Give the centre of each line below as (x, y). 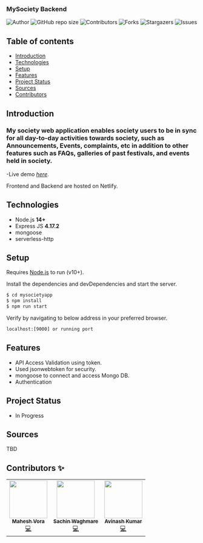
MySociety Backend (37, 9)
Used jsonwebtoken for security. (56, 369)
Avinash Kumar (123, 522)
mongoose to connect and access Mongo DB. (72, 375)
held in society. (29, 161)
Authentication (33, 382)
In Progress (29, 415)
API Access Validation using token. (58, 363)
